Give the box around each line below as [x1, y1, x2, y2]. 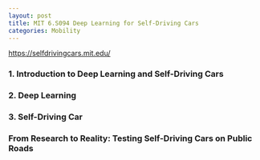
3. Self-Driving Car [8, 111, 83, 122]
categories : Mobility [8, 26, 81, 34]
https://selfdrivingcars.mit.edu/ [8, 49, 111, 58]
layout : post [8, 11, 52, 20]
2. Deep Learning [8, 90, 77, 101]
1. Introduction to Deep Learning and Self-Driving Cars [8, 69, 224, 80]
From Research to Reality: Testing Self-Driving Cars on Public [8, 133, 253, 144]
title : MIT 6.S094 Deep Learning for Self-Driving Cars [8, 19, 199, 27]
